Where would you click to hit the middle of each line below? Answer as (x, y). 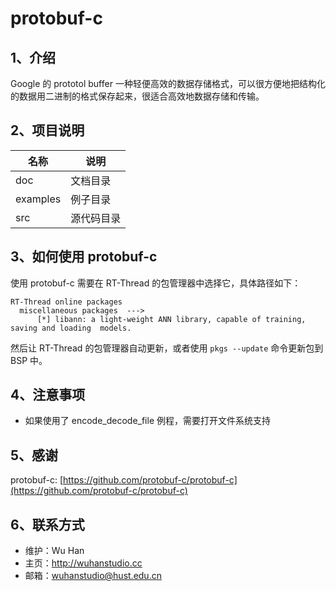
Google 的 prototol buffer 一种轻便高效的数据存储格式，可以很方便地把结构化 (168, 83)
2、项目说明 (47, 130)
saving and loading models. (71, 328)
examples (38, 199)
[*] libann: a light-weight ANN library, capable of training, (171, 319)
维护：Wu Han (54, 551)
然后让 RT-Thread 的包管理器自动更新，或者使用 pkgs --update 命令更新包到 (167, 348)
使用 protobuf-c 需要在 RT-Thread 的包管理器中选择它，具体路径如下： (156, 283)
